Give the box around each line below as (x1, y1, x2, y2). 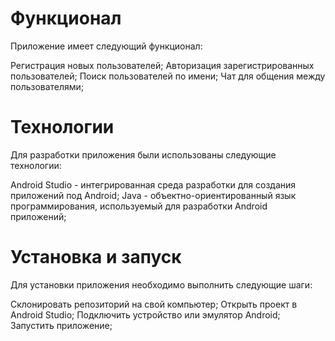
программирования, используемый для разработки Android (10, 200, 268, 212)
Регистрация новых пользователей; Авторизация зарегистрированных (10, 59, 315, 71)
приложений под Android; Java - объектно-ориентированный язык (10, 189, 297, 201)
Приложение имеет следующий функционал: (10, 40, 203, 52)
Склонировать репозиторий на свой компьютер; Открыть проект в (10, 298, 298, 310)
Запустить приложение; (10, 319, 113, 331)
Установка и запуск (10, 246, 182, 269)
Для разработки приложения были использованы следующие (10, 148, 277, 161)
